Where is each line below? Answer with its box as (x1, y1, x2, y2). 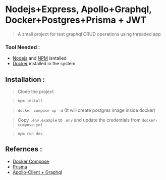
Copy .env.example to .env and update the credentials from (17, 117, 141, 123)
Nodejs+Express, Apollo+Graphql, (5, 4, 152, 15)
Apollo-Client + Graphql (12, 169, 62, 175)
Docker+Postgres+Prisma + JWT (5, 14, 147, 26)
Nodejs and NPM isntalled (12, 55, 67, 61)
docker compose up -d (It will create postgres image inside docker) (17, 107, 155, 113)
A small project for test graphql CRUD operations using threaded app (17, 31, 161, 37)
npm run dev (17, 131, 43, 137)
